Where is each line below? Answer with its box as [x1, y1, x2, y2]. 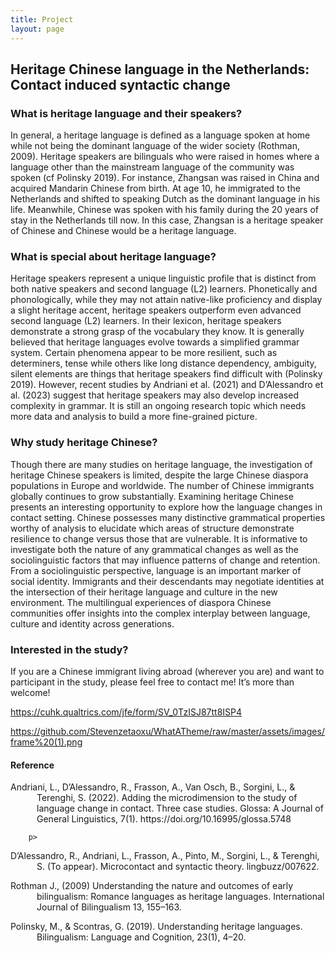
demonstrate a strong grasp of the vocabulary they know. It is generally [10, 326, 305, 338]
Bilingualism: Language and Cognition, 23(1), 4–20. [36, 931, 247, 943]
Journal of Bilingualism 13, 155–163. [36, 901, 182, 913]
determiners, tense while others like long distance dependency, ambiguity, [10, 357, 317, 370]
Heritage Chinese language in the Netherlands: [10, 61, 310, 78]
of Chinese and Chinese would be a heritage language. [10, 225, 237, 237]
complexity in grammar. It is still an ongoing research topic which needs [10, 400, 307, 412]
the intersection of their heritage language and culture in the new [10, 586, 278, 598]
